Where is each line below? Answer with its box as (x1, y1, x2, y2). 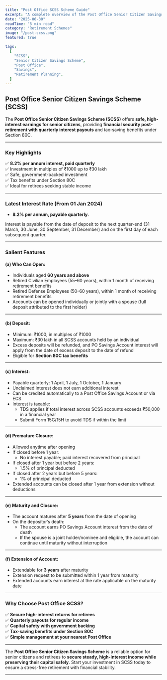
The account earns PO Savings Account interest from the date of (19, 524, 153, 530)
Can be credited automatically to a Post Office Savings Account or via (12, 390, 156, 396)
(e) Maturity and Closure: (5, 502, 59, 509)
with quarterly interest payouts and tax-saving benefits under (28, 127, 157, 133)
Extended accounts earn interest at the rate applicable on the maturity (12, 578, 156, 584)
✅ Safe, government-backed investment (5, 171, 88, 177)
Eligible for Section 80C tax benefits (12, 352, 88, 358)
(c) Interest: (5, 368, 30, 374)
